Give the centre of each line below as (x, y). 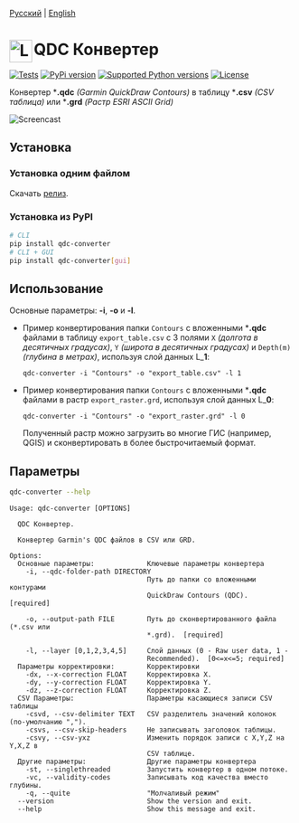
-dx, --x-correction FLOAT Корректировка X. (119, 674)
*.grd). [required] (185, 635)
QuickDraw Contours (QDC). (197, 595)
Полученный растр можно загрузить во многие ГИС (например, (147, 433)
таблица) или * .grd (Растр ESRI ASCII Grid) (92, 101)
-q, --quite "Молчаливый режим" (123, 793)
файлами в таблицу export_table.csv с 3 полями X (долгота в (140, 337)
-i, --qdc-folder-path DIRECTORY (89, 572)
